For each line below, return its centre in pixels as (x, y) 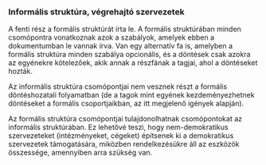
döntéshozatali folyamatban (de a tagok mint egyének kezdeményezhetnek (131, 95)
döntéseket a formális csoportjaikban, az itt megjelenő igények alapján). (126, 104)
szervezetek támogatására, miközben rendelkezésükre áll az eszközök (124, 144)
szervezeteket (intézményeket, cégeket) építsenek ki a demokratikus (121, 136)
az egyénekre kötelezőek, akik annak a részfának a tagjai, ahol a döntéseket (133, 63)
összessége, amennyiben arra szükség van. (80, 152)
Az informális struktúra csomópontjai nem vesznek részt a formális (118, 86)
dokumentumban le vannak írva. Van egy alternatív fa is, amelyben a (121, 46)
